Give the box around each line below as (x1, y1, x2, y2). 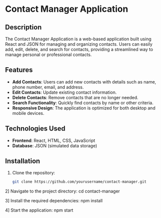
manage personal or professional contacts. (5, 52, 92, 57)
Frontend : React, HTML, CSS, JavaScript (12, 137, 96, 143)
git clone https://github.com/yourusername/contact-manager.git (12, 179, 147, 185)
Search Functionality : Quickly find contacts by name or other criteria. (12, 100, 154, 106)
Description (5, 23, 42, 31)
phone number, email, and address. (12, 84, 84, 90)
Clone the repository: (12, 170, 55, 176)
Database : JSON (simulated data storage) (12, 142, 97, 148)
